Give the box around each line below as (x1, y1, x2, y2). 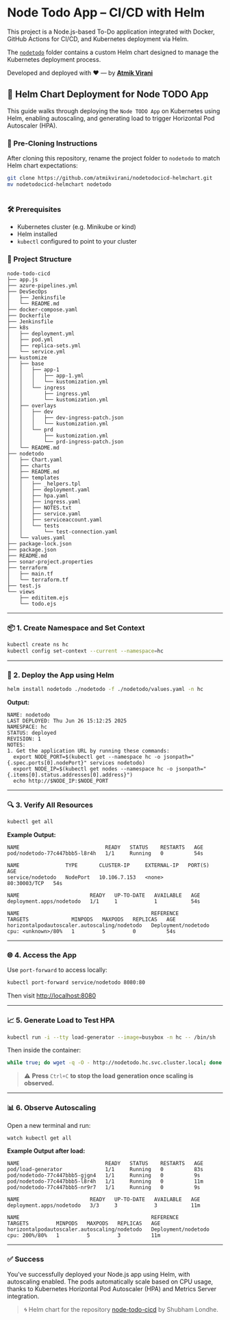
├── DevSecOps (7, 288, 48, 295)
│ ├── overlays (7, 402, 57, 409)
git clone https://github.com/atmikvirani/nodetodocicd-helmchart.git (7, 175, 213, 182)
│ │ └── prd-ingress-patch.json (7, 438, 125, 445)
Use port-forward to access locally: (7, 966, 107, 974)
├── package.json (7, 546, 57, 553)
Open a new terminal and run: (7, 1121, 91, 1129)
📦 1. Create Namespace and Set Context (7, 623, 145, 633)
